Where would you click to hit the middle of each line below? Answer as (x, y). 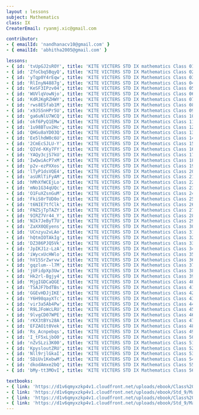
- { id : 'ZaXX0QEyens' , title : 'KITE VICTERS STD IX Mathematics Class (96, 227)
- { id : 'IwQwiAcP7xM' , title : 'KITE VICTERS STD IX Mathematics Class (96, 160)
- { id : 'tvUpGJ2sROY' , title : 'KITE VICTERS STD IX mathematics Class (96, 66)
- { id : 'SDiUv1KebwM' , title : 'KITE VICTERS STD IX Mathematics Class (96, 359)
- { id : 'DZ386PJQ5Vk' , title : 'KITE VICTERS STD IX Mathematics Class (96, 243)
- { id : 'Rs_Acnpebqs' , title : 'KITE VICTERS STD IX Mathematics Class (96, 331)
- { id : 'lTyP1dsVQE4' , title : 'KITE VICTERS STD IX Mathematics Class (96, 171)
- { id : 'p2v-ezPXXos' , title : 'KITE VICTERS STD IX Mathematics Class (96, 166)
